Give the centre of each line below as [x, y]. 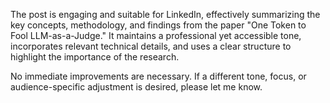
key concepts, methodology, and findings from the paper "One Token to [158, 25]
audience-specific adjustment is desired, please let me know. [136, 87]
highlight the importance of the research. [95, 57]
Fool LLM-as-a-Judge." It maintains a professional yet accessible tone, [156, 35]
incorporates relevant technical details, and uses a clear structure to [151, 46]
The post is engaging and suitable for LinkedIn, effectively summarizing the [165, 14]
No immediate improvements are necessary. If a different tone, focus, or [158, 76]
